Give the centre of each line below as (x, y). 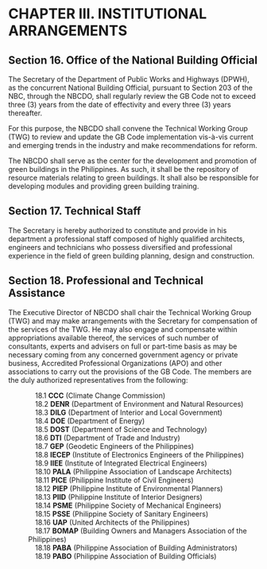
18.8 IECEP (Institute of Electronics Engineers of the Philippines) (140, 454)
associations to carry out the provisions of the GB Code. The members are (130, 372)
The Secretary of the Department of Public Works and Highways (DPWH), (129, 79)
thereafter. (25, 113)
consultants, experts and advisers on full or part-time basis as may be (123, 346)
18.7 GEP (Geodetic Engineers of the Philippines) (115, 446)
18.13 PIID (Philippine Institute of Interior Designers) (119, 497)
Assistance (37, 293)
